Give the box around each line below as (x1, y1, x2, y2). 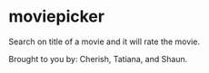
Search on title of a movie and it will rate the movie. (8, 36, 201, 47)
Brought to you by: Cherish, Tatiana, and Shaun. (8, 53, 188, 64)
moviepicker (8, 6, 105, 27)
